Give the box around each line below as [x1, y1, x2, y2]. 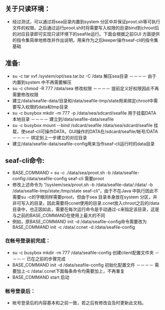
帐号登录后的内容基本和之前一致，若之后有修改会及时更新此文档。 [12, 300, 146, 306]
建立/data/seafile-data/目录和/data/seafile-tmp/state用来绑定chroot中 [12, 97, 154, 103]
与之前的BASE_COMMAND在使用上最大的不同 [12, 213, 105, 218]
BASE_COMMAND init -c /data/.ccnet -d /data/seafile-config [12, 224, 135, 230]
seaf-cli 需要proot [68, 176, 104, 182]
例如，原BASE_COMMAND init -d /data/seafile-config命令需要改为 [12, 218, 147, 225]
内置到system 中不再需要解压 [12, 79, 72, 85]
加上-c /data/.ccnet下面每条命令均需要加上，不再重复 [16, 268, 125, 274]
